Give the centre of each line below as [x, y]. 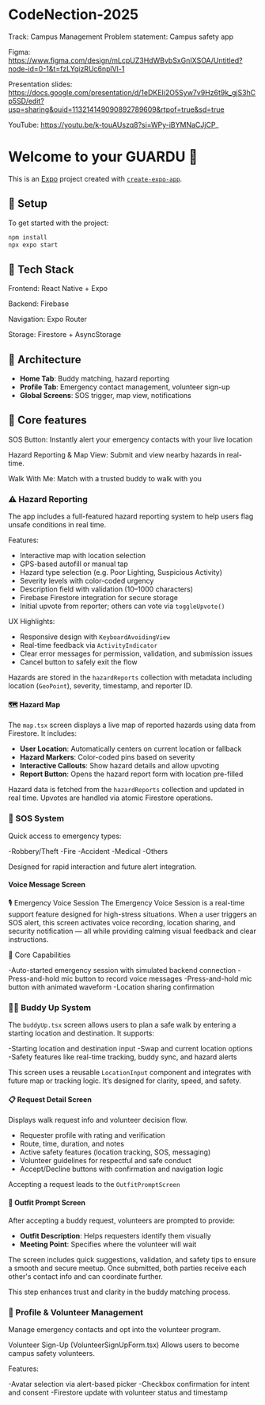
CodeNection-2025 [74, 15]
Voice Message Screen [47, 885]
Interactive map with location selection [83, 556]
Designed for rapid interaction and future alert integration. [102, 867]
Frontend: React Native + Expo [58, 289]
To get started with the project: [59, 223]
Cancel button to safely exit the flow [78, 662]
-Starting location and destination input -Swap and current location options [131, 1049]
